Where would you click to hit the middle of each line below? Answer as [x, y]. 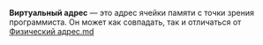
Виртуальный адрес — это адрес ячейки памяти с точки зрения [131, 13]
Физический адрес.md [52, 31]
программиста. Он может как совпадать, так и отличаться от [125, 22]
